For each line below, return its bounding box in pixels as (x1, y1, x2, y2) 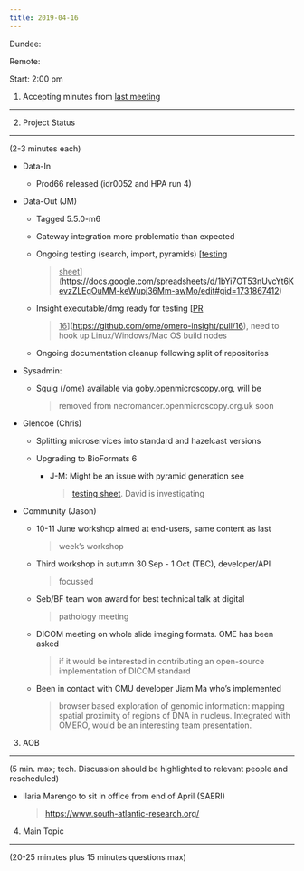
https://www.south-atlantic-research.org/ (44, 808, 200, 818)
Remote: (9, 55, 41, 66)
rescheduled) (9, 772, 60, 784)
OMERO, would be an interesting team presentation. (58, 720, 252, 731)
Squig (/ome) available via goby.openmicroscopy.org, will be (35, 382, 261, 393)
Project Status (22, 117, 75, 128)
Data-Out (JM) (22, 196, 78, 207)
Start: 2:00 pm (9, 73, 63, 84)
